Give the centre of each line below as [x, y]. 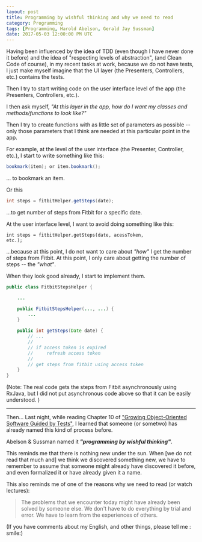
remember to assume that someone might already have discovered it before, [101, 466]
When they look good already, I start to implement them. [76, 276]
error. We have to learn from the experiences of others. [89, 515]
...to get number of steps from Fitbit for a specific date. [74, 212]
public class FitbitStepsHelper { [50, 287]
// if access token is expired [67, 347]
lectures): [18, 491]
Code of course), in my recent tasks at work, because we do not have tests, [100, 64]
